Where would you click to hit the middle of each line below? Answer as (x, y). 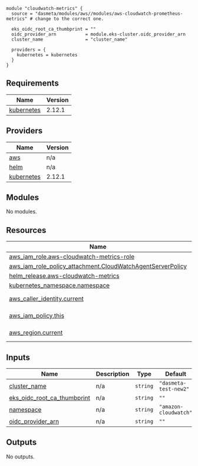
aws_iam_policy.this (37, 316)
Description (113, 374)
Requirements (32, 83)
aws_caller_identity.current (47, 299)
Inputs (18, 357)
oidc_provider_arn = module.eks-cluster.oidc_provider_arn (98, 34)
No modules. (22, 212)
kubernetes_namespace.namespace (60, 285)
